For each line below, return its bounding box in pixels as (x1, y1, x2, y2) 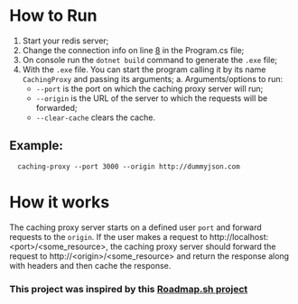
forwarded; (35, 102, 79, 113)
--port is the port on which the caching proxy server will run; (35, 83, 264, 94)
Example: (9, 138, 63, 153)
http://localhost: (209, 231, 269, 242)
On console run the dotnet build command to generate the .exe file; (22, 54, 278, 65)
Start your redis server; (22, 35, 109, 46)
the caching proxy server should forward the (109, 241, 276, 252)
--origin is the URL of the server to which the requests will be (35, 92, 268, 104)
